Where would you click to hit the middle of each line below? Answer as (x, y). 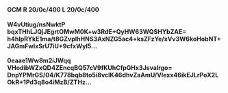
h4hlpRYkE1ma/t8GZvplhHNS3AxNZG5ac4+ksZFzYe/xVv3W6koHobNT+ (114, 39)
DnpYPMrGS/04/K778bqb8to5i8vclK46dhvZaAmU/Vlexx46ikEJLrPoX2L (113, 75)
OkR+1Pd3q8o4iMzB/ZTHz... (50, 82)
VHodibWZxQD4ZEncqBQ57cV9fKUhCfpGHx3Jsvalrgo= (90, 68)
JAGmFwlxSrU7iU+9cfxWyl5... (52, 46)
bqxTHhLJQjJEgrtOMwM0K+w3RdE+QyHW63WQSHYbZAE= (97, 32)
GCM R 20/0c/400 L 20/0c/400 (53, 10)
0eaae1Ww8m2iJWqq (39, 60)
